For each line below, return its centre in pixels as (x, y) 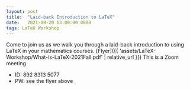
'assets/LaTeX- (138, 51)
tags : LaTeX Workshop (33, 28)
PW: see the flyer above (44, 81)
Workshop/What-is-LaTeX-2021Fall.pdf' (54, 57)
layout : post (22, 11)
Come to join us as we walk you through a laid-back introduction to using (95, 45)
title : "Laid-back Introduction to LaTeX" (61, 17)
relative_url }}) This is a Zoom (143, 57)
